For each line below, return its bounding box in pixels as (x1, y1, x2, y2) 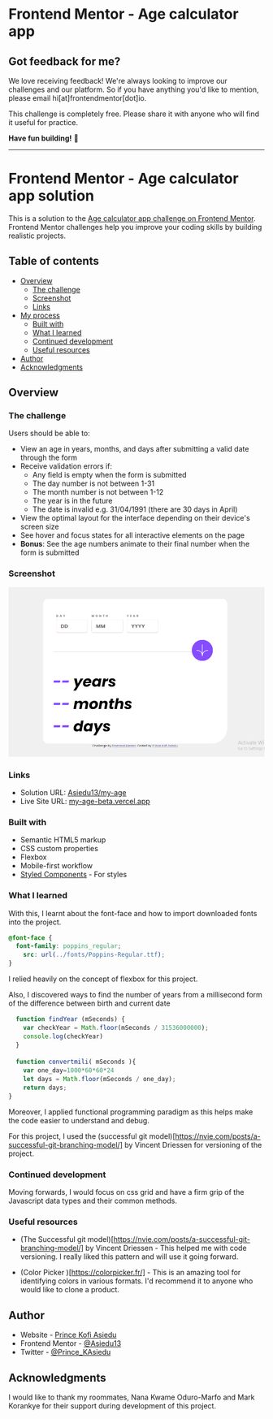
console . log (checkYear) (23, 1032, 104, 1040)
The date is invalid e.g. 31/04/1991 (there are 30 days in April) (32, 504, 238, 514)
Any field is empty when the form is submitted (32, 470, 187, 480)
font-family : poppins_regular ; (15, 942, 122, 950)
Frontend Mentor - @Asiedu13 (19, 1339, 122, 1348)
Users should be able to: (8, 428, 91, 439)
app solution (8, 187, 95, 205)
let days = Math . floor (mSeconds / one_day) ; (23, 1075, 176, 1084)
